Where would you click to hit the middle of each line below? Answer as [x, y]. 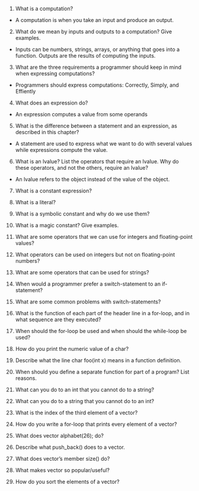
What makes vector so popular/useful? [62, 470]
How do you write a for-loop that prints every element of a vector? [96, 424]
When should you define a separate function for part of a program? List [102, 372]
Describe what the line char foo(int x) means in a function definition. [98, 360]
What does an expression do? [52, 103]
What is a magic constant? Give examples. [67, 225]
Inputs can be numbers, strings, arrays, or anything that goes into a [97, 49]
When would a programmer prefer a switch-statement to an [88, 284]
